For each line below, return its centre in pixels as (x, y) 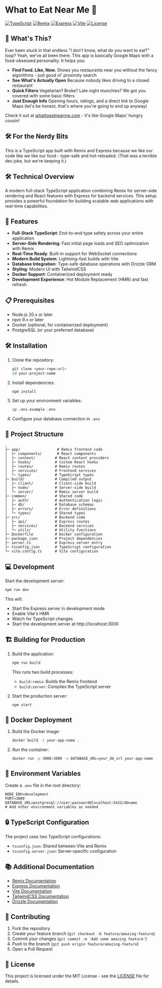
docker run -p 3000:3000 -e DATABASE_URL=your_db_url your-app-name (82, 759)
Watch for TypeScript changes (42, 619)
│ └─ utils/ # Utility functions (51, 530)
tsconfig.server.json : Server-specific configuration (64, 851)
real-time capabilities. (27, 206)
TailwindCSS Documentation (40, 896)
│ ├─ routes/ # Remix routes (45, 467)
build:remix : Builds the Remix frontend (58, 681)
